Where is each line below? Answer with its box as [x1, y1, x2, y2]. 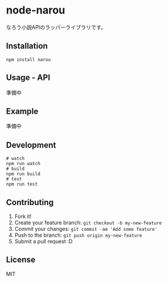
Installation [6, 41, 48, 51]
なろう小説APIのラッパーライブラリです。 [6, 23, 107, 31]
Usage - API [6, 73, 51, 83]
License [6, 255, 36, 265]
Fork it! [14, 213, 32, 220]
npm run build [6, 171, 41, 177]
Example [6, 106, 39, 116]
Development [6, 140, 57, 150]
